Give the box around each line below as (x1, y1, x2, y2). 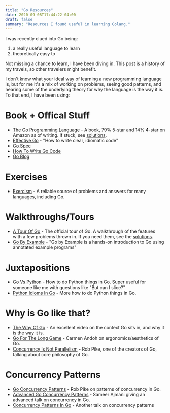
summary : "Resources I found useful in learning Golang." (5, 21, 130, 27)
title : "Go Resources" (5, 7, 53, 13)
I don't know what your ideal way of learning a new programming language (5, 76, 162, 82)
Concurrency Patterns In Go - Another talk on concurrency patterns (12, 402, 154, 408)
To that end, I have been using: (5, 92, 70, 98)
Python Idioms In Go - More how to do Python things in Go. (12, 290, 137, 296)
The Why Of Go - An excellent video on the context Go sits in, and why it (12, 324, 164, 330)
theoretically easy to (12, 51, 56, 57)
